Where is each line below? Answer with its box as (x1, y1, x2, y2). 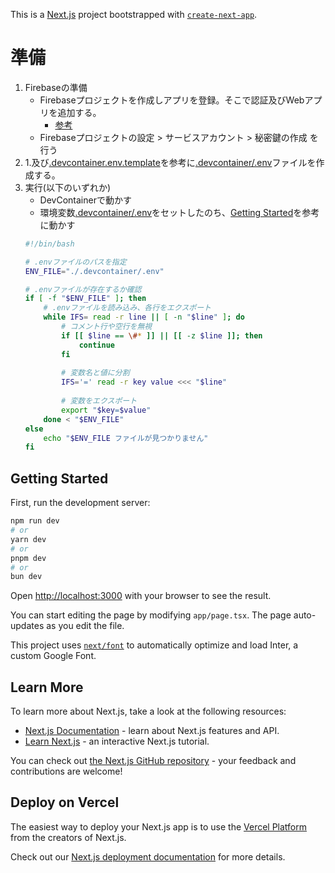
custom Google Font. (10, 650, 97, 662)
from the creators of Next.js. (10, 831, 127, 843)
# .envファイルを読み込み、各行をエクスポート (43, 303, 212, 313)
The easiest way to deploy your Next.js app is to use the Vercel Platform (10, 820, 308, 833)
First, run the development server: (10, 497, 151, 509)
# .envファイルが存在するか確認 (24, 284, 142, 294)
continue (78, 340, 115, 350)
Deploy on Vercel (10, 794, 120, 811)
